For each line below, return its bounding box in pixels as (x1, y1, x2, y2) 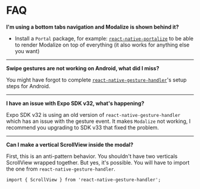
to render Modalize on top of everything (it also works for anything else (14, 41, 190, 48)
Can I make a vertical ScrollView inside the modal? (6, 141, 134, 148)
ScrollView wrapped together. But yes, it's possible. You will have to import (6, 159, 190, 166)
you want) (14, 47, 40, 54)
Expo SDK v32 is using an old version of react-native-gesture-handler (6, 111, 180, 118)
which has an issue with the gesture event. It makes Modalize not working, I (6, 117, 191, 125)
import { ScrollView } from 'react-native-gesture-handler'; (6, 176, 161, 182)
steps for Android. (6, 82, 51, 89)
